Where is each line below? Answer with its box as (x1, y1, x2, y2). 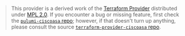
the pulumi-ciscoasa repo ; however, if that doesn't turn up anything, (11, 17, 176, 24)
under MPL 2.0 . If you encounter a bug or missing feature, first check (11, 11, 179, 18)
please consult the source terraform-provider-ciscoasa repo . (11, 23, 161, 30)
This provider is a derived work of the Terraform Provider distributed (11, 5, 177, 12)
